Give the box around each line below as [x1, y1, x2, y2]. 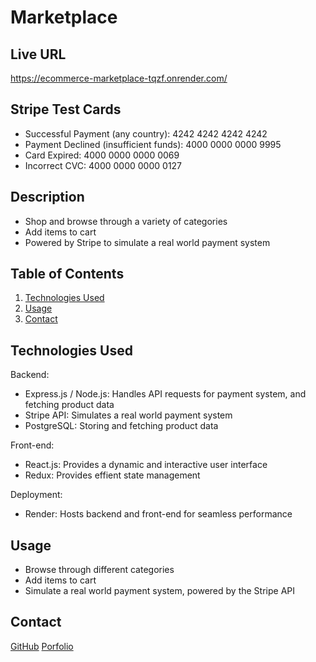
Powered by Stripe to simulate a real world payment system [24, 236, 271, 248]
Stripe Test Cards [10, 101, 122, 118]
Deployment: [10, 489, 63, 501]
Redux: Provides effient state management [24, 469, 201, 481]
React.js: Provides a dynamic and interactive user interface [24, 459, 268, 471]
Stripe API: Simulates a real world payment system [24, 409, 233, 421]
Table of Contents [10, 266, 125, 283]
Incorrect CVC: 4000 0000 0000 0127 [24, 159, 183, 171]
